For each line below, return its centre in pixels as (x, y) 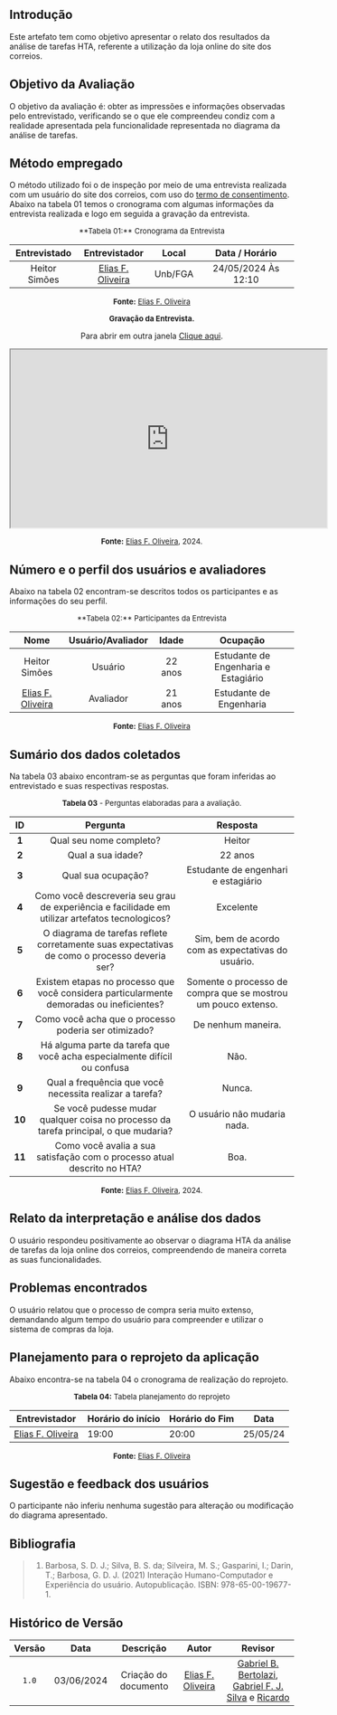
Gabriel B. (258, 1663)
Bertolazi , (258, 1674)
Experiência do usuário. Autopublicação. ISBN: (132, 1585)
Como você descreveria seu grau (105, 896)
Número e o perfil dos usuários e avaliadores (138, 569)
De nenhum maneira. (237, 1025)
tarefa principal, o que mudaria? (105, 1132)
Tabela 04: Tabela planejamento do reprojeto (152, 1396)
